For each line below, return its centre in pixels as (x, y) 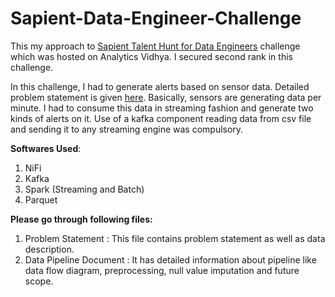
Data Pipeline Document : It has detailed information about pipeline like (170, 259)
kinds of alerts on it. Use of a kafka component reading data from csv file (161, 118)
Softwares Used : (46, 148)
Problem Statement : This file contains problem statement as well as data (175, 238)
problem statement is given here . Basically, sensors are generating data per (166, 97)
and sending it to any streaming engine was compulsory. (127, 129)
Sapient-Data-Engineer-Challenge (156, 18)
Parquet (41, 199)
